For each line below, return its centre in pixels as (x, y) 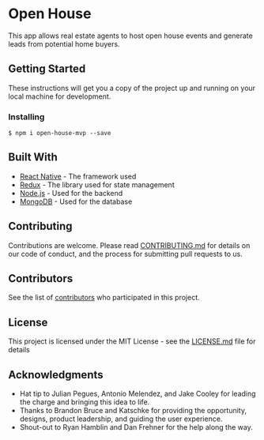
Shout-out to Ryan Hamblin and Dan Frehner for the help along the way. (136, 427)
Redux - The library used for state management (97, 184)
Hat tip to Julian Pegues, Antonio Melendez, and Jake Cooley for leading (138, 394)
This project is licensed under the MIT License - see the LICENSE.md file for (132, 341)
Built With (33, 158)
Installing (26, 117)
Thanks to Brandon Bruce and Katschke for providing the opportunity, (133, 411)
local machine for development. (60, 96)
